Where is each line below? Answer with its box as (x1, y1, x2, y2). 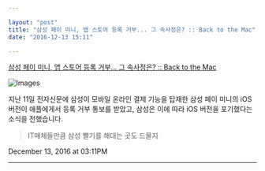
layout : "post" (8, 18, 58, 26)
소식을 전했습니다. (8, 114, 64, 124)
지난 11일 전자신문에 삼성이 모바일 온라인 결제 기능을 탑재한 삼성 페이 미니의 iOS (8, 95, 252, 104)
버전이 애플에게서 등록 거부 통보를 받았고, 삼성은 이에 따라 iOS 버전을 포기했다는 (8, 104, 253, 114)
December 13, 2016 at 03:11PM (8, 147, 108, 156)
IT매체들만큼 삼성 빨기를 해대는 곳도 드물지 (27, 131, 159, 140)
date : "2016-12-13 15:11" (8, 33, 93, 41)
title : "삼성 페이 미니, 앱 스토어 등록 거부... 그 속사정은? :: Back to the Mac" (8, 25, 256, 34)
